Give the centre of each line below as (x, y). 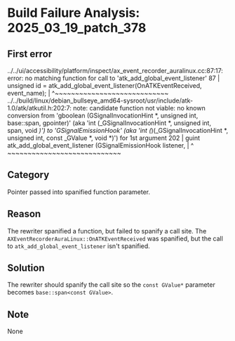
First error (30, 54)
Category (28, 175)
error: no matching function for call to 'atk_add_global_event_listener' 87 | (114, 78)
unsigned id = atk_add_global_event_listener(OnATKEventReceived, (105, 85)
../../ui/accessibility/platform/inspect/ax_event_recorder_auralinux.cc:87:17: (115, 71)
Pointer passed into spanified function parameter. (79, 192)
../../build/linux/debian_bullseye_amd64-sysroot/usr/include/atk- (100, 101)
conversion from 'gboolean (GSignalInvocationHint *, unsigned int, (103, 115)
